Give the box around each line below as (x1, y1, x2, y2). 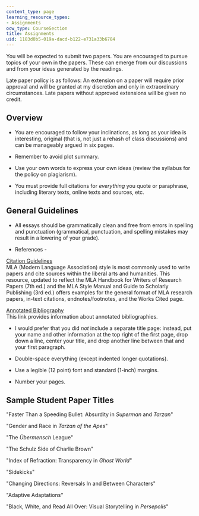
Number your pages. (14, 378, 66, 385)
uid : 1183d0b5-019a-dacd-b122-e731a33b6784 (6, 36, 116, 42)
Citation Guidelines (6, 257, 53, 265)
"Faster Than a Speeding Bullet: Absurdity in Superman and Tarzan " (6, 411, 173, 418)
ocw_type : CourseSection (6, 25, 68, 32)
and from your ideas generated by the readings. (6, 65, 124, 72)
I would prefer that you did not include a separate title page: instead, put (14, 325, 192, 332)
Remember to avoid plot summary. (14, 153, 99, 160)
